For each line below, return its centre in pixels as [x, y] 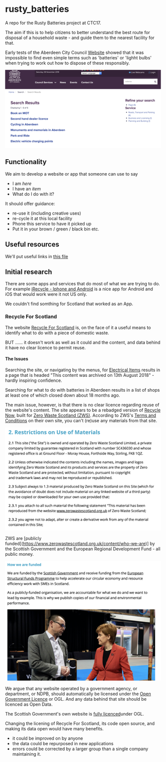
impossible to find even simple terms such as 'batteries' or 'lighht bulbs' [78, 57]
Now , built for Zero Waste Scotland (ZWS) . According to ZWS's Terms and [81, 415]
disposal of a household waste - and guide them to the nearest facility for [80, 38]
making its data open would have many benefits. [54, 729]
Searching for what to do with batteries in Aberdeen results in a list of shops [83, 390]
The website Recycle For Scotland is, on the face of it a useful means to [78, 327]
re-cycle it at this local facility [42, 218]
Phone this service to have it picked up [52, 224]
